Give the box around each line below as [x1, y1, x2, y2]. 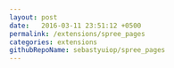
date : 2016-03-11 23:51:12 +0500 [9, 21, 142, 30]
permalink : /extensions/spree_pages [9, 29, 145, 38]
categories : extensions [9, 37, 98, 47]
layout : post [9, 12, 58, 22]
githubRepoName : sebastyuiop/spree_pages [9, 46, 166, 55]
